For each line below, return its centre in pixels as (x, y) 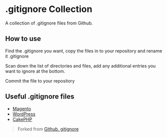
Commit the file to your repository (40, 80)
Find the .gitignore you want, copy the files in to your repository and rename (84, 50)
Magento (22, 108)
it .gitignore (17, 56)
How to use (23, 39)
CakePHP (22, 119)
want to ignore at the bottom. (35, 71)
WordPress (24, 114)
